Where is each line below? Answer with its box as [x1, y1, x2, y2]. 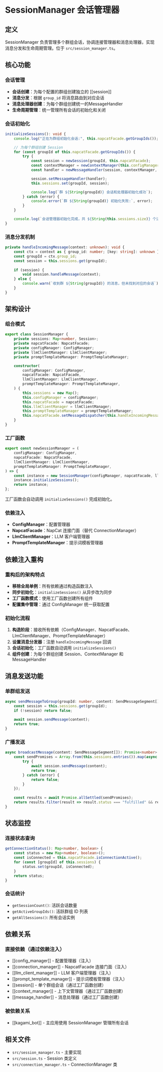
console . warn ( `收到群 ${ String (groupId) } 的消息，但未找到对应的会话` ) [22, 281, 159, 286]
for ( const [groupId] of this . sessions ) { [14, 860, 101, 865]
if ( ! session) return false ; [14, 708, 73, 713]
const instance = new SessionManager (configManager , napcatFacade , [14, 473, 153, 478]
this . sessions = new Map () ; [22, 390, 79, 395]
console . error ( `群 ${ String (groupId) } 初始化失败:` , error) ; [31, 199, 153, 203]
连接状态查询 [5, 835, 35, 842]
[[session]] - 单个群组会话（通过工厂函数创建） [12, 982, 106, 988]
